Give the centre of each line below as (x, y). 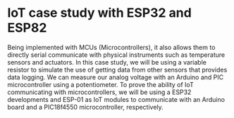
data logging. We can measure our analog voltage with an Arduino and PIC (116, 77)
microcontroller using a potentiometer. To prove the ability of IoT (100, 84)
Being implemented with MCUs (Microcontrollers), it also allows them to (111, 47)
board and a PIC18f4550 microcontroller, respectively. (85, 107)
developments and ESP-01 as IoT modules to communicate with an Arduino (116, 99)
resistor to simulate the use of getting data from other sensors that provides (117, 70)
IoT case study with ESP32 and (99, 13)
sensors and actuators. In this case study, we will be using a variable (107, 62)
